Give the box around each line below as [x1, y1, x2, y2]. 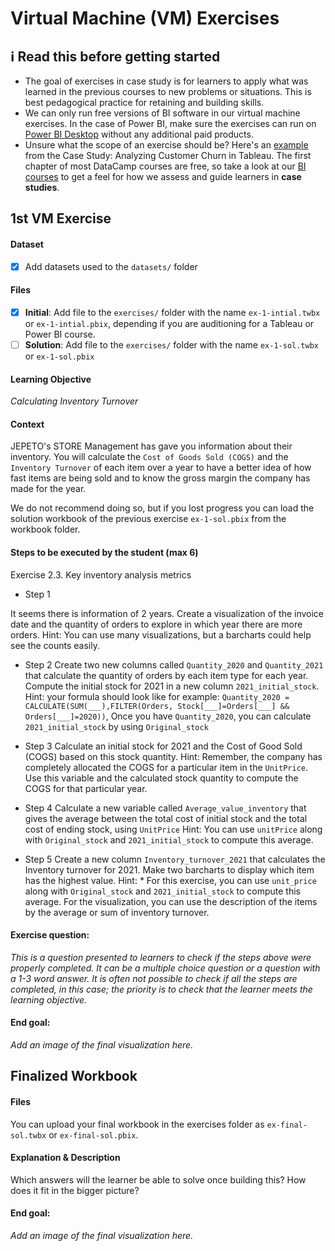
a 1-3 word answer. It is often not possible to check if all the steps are [10, 972, 298, 984]
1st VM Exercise [10, 210, 112, 227]
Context [10, 418, 45, 430]
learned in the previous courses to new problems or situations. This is [24, 86, 312, 97]
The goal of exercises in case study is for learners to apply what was [24, 75, 309, 87]
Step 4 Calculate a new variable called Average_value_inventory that [24, 802, 307, 814]
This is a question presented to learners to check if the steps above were [10, 951, 312, 963]
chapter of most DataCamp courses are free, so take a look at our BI [24, 160, 307, 172]
